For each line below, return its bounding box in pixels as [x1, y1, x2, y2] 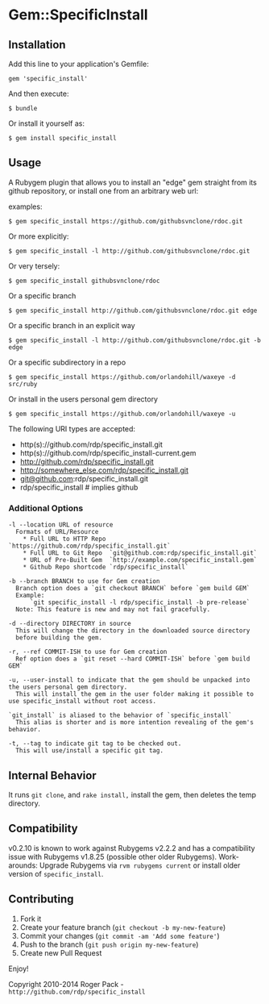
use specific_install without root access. [8, 698, 157, 706]
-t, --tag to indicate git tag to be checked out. [8, 739, 182, 748]
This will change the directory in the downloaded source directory [15, 627, 250, 635]
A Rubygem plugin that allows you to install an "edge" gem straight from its [8, 177, 258, 187]
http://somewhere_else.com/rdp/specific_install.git [19, 465, 189, 475]
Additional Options [8, 502, 84, 514]
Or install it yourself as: [8, 119, 85, 128]
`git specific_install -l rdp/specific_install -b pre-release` [29, 598, 250, 606]
